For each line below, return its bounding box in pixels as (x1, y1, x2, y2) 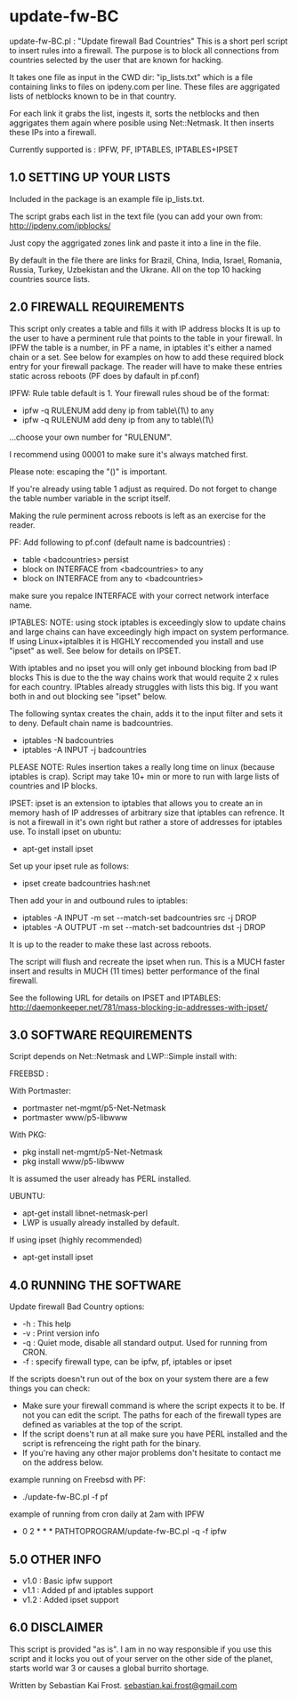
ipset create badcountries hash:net (21, 878, 151, 888)
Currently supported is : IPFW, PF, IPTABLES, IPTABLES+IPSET (9, 144, 238, 155)
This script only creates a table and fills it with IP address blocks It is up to (9, 323, 281, 334)
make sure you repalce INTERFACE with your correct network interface (9, 590, 270, 601)
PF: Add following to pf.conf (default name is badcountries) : (9, 537, 231, 547)
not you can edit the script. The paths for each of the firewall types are (21, 1410, 282, 1420)
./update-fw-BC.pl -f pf (21, 1492, 109, 1502)
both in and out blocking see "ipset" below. (9, 691, 167, 701)
